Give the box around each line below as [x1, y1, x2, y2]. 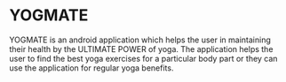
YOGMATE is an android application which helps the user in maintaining [9, 34, 271, 45]
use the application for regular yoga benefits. [9, 63, 174, 73]
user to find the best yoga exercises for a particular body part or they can [9, 53, 278, 63]
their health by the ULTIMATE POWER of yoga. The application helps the [9, 43, 274, 54]
